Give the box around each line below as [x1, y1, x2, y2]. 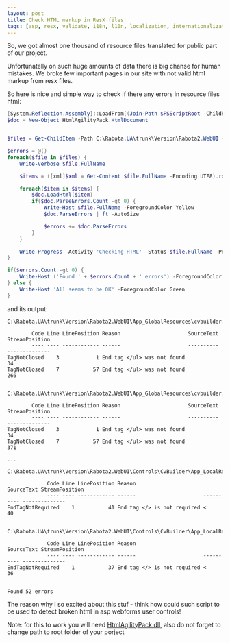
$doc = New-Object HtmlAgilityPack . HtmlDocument [7, 117, 149, 124]
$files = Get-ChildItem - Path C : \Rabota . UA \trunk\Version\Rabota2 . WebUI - [7, 135, 225, 143]
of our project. [7, 49, 48, 57]
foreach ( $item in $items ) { [19, 185, 99, 192]
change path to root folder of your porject [7, 628, 125, 636]
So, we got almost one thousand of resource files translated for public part [7, 42, 218, 50]
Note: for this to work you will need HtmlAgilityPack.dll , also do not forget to [7, 620, 221, 629]
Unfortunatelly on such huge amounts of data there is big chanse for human [7, 62, 221, 71]
